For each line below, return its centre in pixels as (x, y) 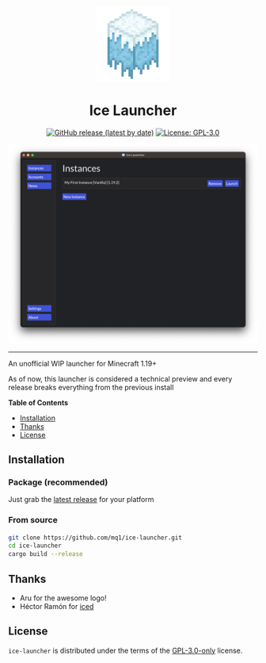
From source (33, 520)
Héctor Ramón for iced (57, 606)
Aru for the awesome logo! (63, 598)
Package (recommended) (58, 482)
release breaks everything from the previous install (91, 387)
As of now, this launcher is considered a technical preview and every (120, 378)
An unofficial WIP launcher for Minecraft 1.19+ (82, 363)
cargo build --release (46, 554)
